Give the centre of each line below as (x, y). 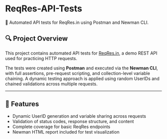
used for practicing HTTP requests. (41, 58)
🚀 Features (22, 104)
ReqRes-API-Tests (44, 9)
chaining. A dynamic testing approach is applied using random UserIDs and (83, 78)
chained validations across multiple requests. (51, 84)
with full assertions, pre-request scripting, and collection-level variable (78, 73)
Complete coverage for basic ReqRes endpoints (61, 127)
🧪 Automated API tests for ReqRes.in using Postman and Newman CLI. (77, 22)
